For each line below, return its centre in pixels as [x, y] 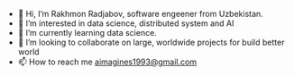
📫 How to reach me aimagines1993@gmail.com [107, 62]
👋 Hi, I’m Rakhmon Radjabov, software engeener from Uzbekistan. [140, 14]
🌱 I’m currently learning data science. [87, 33]
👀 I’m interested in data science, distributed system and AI [126, 23]
